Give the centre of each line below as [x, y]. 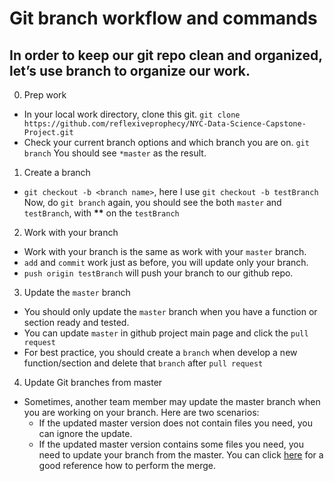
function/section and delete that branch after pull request [143, 363]
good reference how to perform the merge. [127, 465]
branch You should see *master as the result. [115, 153]
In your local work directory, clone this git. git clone [132, 114]
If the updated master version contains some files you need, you [171, 444]
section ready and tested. [76, 322]
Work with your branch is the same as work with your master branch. [165, 251]
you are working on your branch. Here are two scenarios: [141, 412]
